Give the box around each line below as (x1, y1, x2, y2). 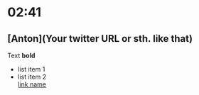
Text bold (7, 51, 36, 60)
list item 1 (17, 65, 45, 73)
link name (17, 80, 47, 89)
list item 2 (17, 72, 47, 81)
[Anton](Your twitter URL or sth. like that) (7, 33, 193, 45)
